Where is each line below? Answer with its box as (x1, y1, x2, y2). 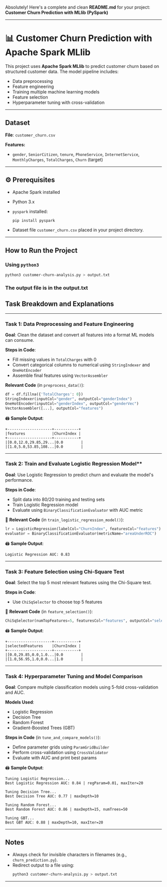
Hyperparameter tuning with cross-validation (12, 99, 105, 105)
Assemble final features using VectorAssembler (12, 372, 108, 379)
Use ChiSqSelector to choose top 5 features (12, 599, 103, 605)
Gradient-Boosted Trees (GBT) (12, 725, 75, 731)
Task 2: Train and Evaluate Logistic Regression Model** (5, 460, 143, 467)
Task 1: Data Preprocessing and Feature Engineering (5, 320, 134, 327)
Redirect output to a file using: (12, 862, 75, 868)
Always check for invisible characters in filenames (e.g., (12, 852, 127, 858)
